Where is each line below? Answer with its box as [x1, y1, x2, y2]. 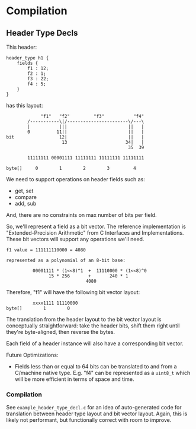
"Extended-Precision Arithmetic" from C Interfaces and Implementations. [6, 229, 184, 236]
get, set [14, 187, 34, 194]
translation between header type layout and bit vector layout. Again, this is [6, 410, 188, 417]
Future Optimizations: [6, 352, 59, 358]
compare [14, 194, 37, 200]
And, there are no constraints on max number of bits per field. [6, 212, 157, 218]
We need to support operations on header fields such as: [6, 176, 145, 182]
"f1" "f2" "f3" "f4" [40, 113, 144, 119]
